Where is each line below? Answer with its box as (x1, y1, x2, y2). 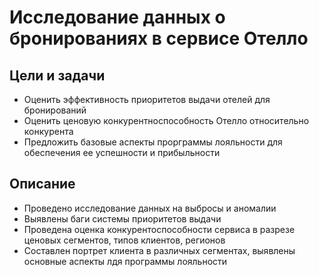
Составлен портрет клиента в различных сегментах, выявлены (23, 244, 296, 256)
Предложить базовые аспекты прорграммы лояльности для (23, 136, 283, 148)
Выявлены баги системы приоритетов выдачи (23, 212, 222, 225)
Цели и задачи (9, 67, 106, 84)
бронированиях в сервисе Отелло (9, 27, 309, 50)
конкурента (23, 126, 74, 137)
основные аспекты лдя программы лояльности (23, 255, 228, 267)
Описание (9, 176, 76, 193)
